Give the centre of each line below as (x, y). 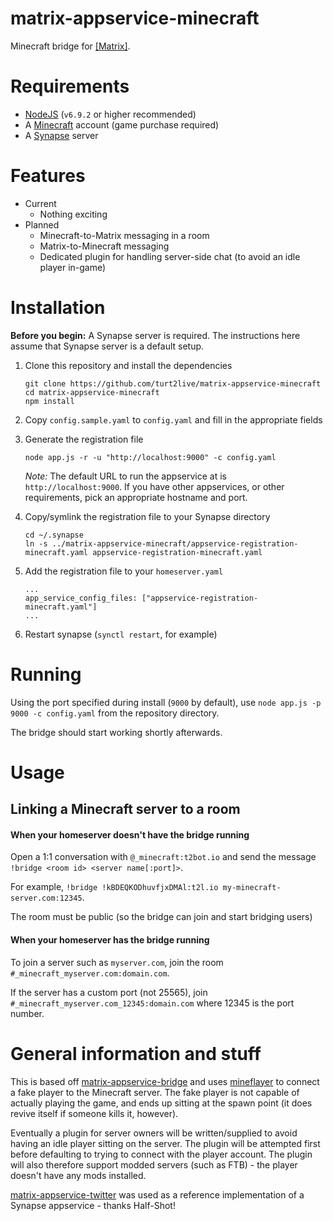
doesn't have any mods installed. (78, 1175)
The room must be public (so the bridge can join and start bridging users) (161, 917)
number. (27, 1013)
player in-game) (73, 267)
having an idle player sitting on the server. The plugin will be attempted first (165, 1143)
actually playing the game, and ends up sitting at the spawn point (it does (161, 1103)
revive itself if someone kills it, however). (94, 1113)
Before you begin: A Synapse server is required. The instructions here (155, 335)
